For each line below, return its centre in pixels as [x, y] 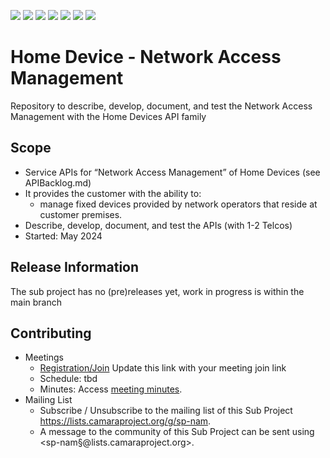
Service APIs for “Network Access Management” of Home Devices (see [172, 172]
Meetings [44, 357]
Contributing [51, 333]
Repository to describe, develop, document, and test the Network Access [161, 106]
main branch [36, 302]
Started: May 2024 [63, 236]
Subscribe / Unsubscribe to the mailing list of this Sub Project [166, 411]
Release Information [75, 267]
